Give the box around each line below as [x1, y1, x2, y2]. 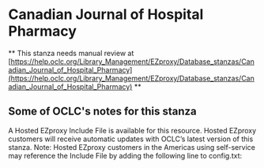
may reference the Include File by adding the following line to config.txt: [8, 151, 243, 160]
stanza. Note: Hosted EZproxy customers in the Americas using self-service [8, 142, 255, 151]
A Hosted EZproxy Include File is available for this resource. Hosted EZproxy [8, 125, 257, 135]
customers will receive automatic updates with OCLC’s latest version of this [8, 134, 254, 144]
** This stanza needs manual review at [8, 48, 134, 58]
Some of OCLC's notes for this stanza [8, 105, 197, 118]
